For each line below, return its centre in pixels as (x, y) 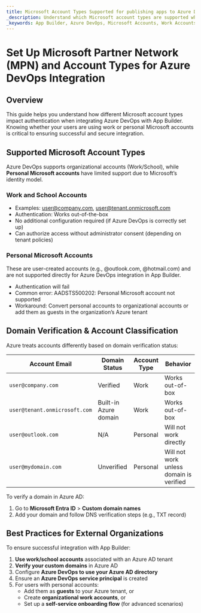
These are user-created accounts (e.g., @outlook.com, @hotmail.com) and (98, 268)
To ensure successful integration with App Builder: (68, 548)
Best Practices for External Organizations (85, 533)
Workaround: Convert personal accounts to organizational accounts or (102, 306)
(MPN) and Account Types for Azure (98, 65)
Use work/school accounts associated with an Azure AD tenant (94, 559)
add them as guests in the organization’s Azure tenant (81, 312)
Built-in (109, 402)
